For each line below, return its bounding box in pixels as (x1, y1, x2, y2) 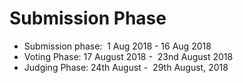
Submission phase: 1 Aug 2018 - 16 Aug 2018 (23, 40, 212, 52)
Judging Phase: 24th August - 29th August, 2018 (23, 61, 229, 73)
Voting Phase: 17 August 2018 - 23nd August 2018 (23, 50, 234, 62)
